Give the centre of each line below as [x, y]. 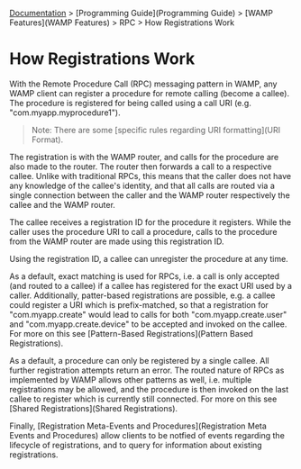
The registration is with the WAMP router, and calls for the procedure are [144, 157]
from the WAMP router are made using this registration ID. [117, 241]
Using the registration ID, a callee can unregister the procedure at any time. [149, 258]
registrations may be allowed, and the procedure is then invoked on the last [149, 389]
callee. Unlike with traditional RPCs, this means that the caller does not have [150, 176]
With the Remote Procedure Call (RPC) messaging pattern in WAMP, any [143, 84]
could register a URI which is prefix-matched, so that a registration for [139, 304]
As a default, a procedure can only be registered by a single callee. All [139, 360]
